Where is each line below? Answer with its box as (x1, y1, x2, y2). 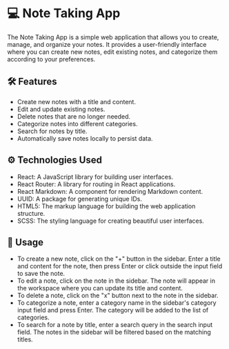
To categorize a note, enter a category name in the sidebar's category (17, 299, 217, 307)
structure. (17, 209, 46, 217)
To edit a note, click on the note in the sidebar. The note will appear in (17, 277, 216, 285)
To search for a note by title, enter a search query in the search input (17, 321, 213, 329)
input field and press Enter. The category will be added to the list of (17, 306, 209, 315)
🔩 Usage (7, 236, 43, 248)
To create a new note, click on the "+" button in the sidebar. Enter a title (17, 255, 221, 263)
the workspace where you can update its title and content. (17, 284, 183, 292)
